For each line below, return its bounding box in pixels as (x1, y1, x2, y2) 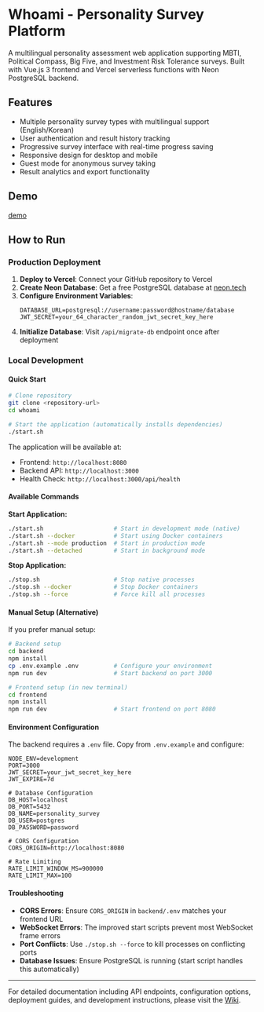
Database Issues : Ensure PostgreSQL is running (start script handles (19, 955, 244, 965)
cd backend (8, 648, 44, 656)
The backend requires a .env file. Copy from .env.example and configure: (8, 740, 245, 749)
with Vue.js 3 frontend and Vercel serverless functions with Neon (8, 64, 219, 74)
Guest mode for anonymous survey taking (19, 159, 156, 168)
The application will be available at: (8, 442, 122, 451)
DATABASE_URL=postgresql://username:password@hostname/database (19, 306, 235, 315)
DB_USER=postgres (8, 817, 65, 825)
